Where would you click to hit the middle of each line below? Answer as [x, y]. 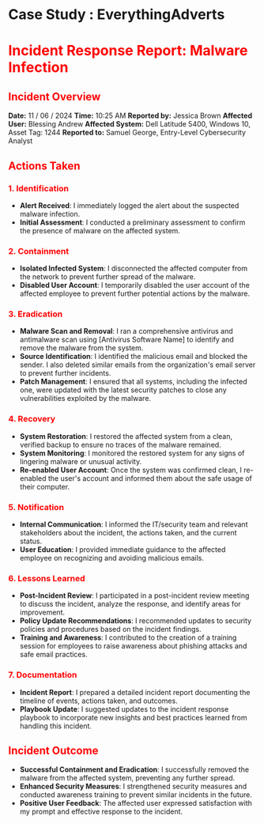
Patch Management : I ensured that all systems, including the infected [133, 382]
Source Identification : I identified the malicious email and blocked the [134, 357]
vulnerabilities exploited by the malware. [85, 399]
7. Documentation [43, 675]
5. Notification [36, 507]
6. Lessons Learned [47, 578]
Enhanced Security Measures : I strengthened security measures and [133, 786]
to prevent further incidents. [65, 373]
